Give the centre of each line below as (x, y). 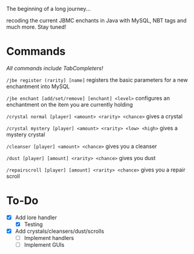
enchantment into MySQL (38, 86)
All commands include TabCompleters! (55, 68)
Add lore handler (36, 217)
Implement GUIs (44, 245)
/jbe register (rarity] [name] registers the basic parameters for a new (97, 80)
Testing (33, 224)
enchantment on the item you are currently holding (70, 104)
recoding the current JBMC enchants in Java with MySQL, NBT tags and (96, 20)
